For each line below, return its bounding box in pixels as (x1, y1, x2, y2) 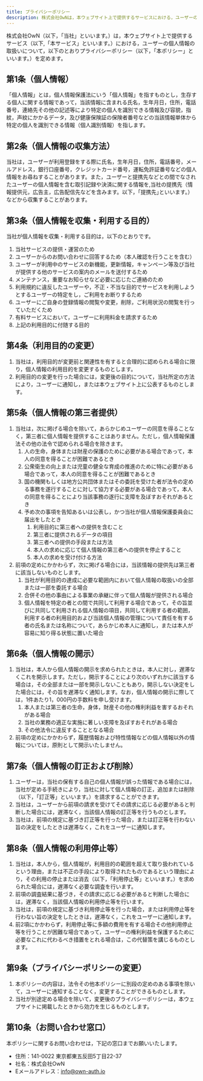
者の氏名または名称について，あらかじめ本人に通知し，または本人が (24, 621, 193, 629)
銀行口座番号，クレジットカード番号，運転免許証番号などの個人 (37, 166, 197, 173)
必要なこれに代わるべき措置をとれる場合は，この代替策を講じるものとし (14, 936, 195, 943)
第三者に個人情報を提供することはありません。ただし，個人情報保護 (25, 432, 195, 440)
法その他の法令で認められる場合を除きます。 (14, 440, 126, 447)
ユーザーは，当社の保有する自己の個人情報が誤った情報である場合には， (14, 778, 195, 785)
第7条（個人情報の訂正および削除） (6, 761, 138, 771)
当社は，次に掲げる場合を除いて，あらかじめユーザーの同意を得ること (14, 425, 189, 432)
